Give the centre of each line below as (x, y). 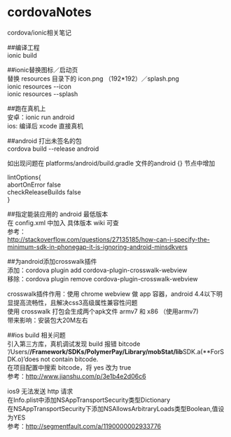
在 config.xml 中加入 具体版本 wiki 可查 (63, 222)
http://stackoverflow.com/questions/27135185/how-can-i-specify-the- (108, 239)
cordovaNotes (50, 12)
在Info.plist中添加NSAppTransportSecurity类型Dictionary (89, 400)
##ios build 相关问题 (36, 335)
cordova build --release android (53, 149)
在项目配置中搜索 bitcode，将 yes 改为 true (69, 367)
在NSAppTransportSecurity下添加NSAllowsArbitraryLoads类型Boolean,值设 (116, 408)
